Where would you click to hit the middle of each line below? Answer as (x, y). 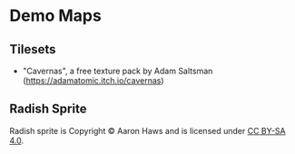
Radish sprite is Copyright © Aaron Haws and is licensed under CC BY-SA (147, 130)
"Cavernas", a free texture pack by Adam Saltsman (118, 71)
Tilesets (33, 49)
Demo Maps (55, 16)
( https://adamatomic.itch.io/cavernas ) (93, 81)
